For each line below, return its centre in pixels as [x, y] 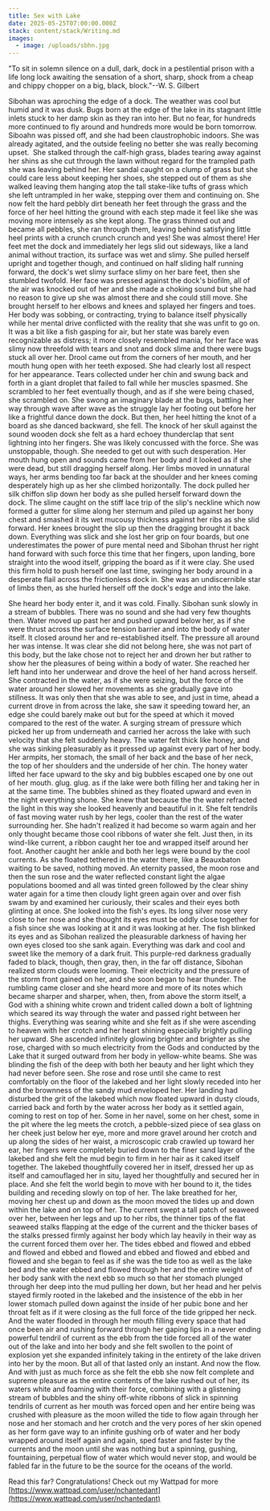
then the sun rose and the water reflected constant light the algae [117, 877]
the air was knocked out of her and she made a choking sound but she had [133, 289]
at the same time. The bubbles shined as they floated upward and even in [130, 792]
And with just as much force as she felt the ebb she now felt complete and [131, 1372]
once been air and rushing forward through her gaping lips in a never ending [135, 1329]
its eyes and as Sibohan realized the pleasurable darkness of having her [127, 936]
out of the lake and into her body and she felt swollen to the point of [121, 1346]
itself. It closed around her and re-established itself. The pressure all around [134, 638]
